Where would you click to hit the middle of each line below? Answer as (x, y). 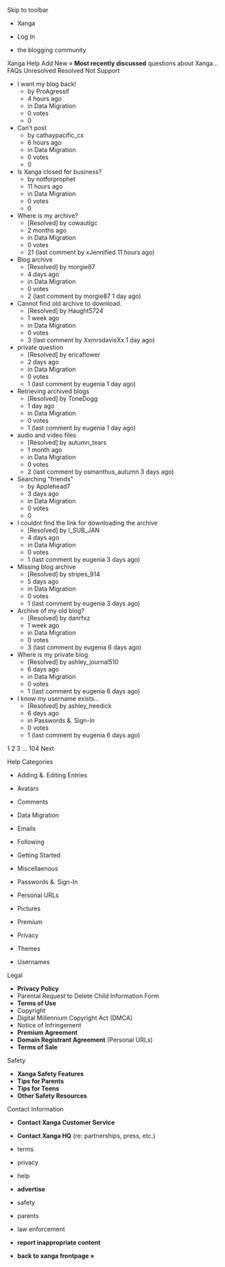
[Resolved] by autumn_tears (67, 442)
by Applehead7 (49, 486)
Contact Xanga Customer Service (66, 1122)
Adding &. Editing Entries (52, 775)
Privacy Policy (38, 988)
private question (40, 347)
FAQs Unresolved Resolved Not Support (63, 71)
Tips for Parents (40, 1081)
